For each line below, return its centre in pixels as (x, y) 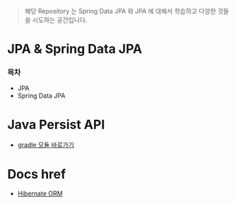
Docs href (37, 174)
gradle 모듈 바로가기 (46, 145)
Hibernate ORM (40, 193)
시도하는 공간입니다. (60, 20)
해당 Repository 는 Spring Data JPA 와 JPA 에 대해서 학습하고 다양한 (120, 11)
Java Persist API (56, 124)
